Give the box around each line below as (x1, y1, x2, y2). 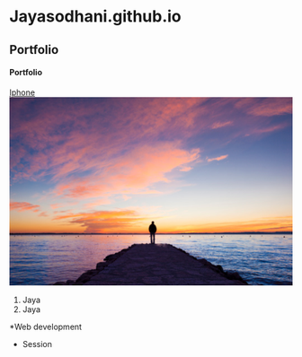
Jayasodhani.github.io (9, 6, 182, 27)
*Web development (9, 321, 83, 332)
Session (22, 338, 52, 349)
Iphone (9, 87, 36, 98)
